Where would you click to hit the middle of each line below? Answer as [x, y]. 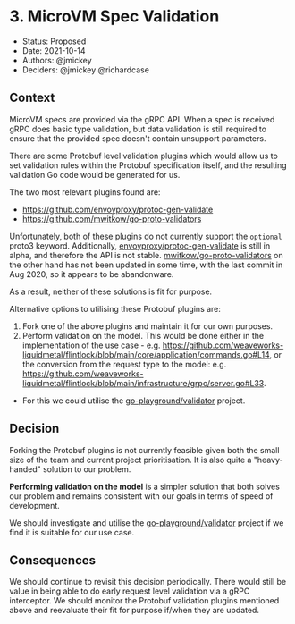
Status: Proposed [54, 41]
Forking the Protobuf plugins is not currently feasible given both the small [144, 450]
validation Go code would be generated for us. [95, 174]
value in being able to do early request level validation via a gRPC [130, 591]
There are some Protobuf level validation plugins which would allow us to [144, 156]
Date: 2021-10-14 [54, 50]
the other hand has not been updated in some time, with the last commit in [146, 265]
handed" [25, 469]
